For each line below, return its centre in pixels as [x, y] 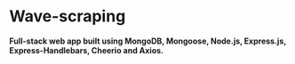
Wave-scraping [68, 16]
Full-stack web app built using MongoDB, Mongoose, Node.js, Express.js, [148, 41]
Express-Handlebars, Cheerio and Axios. [87, 50]
